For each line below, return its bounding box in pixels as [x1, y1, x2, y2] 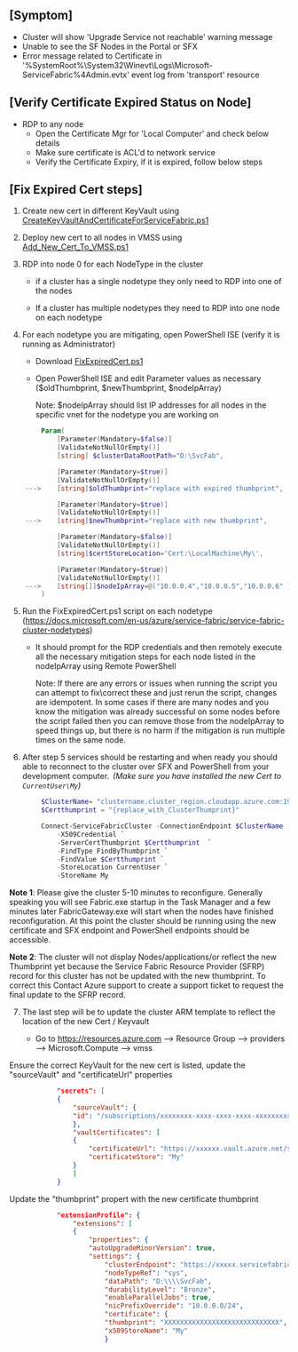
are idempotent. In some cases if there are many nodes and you [35, 697, 269, 708]
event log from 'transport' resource [131, 69, 260, 80]
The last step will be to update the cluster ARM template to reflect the [21, 1006, 277, 1017]
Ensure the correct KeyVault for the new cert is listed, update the [9, 1060, 246, 1070]
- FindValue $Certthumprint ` [56, 855, 165, 863]
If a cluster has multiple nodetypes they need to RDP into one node [35, 303, 280, 314]
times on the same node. [35, 735, 126, 745]
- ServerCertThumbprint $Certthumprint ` [56, 838, 213, 847]
